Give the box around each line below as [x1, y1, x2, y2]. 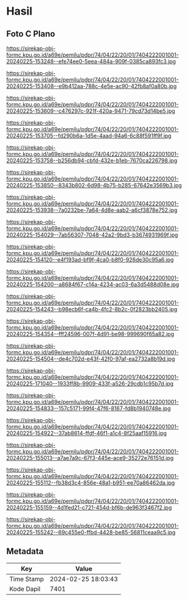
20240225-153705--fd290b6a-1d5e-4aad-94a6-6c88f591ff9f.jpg [6, 132, 172, 139]
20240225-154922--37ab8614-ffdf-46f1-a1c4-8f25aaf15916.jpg [6, 430, 167, 437]
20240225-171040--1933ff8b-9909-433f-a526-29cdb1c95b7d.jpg [6, 380, 174, 387]
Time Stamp [9, 575, 44, 583]
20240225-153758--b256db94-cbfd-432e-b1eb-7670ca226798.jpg [6, 157, 178, 164]
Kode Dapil [9, 585, 41, 593]
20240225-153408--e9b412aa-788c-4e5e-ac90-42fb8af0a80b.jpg [6, 82, 177, 90]
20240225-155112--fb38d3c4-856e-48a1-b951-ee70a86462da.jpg [6, 479, 175, 486]
